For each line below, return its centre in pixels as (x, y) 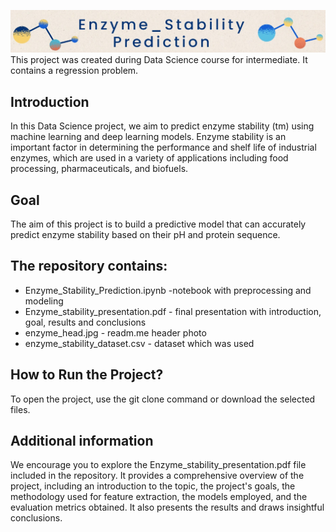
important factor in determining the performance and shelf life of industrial (163, 147)
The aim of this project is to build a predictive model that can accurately (158, 224)
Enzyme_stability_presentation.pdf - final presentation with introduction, (173, 311)
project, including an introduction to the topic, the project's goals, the (153, 486)
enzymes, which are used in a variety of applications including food (149, 158)
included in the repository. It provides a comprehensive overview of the (157, 476)
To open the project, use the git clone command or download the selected (163, 399)
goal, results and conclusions (85, 322)
